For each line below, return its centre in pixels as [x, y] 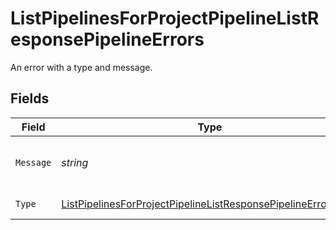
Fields [30, 98]
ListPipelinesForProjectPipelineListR [165, 18]
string [75, 162]
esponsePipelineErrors [107, 39]
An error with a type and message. [81, 67]
